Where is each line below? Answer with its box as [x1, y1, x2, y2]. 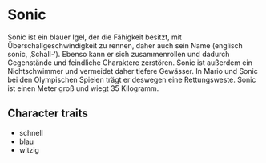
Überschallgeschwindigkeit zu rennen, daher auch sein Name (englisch [7, 40, 244, 50]
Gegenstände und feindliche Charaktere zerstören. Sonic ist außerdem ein [7, 58, 253, 67]
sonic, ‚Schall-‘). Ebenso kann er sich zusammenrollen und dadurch [7, 49, 230, 59]
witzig [18, 145, 39, 154]
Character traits [7, 107, 89, 120]
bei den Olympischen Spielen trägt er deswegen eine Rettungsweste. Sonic [7, 75, 256, 84]
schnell [18, 128, 43, 137]
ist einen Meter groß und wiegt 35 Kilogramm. [7, 83, 159, 93]
